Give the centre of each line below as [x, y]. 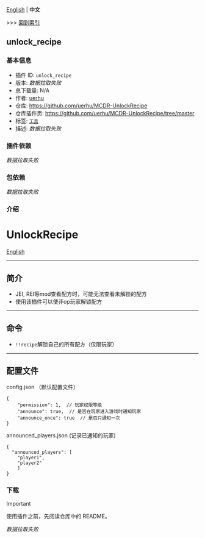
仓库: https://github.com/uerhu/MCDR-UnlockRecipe [81, 106]
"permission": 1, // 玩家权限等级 [60, 405]
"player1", [31, 457]
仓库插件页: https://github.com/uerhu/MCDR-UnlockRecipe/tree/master [105, 113]
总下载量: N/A [32, 90]
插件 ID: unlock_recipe [43, 75]
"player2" [30, 463]
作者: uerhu [30, 98]
